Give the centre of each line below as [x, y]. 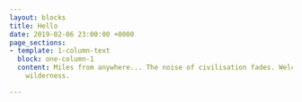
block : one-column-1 [56, 59]
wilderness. [48, 76]
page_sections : [38, 42]
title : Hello [34, 26]
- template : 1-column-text [60, 51]
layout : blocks [38, 17]
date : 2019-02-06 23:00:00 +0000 [72, 34]
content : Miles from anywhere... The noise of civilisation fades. [147, 68]
